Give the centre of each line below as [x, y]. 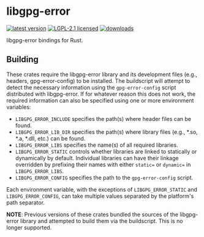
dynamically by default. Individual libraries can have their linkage [97, 158]
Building [22, 60]
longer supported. [29, 227]
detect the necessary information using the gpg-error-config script [91, 87]
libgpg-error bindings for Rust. [45, 40]
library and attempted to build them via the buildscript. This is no [102, 221]
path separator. [25, 202]
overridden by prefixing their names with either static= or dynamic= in [103, 165]
